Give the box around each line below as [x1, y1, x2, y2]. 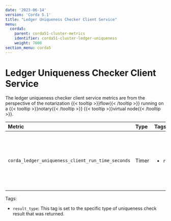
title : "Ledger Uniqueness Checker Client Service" [5, 17, 117, 22]
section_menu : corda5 [5, 45, 51, 50]
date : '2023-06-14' [5, 7, 47, 13]
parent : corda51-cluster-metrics [14, 31, 85, 36]
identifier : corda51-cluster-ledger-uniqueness [14, 36, 117, 41]
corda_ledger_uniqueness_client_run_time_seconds [8, 157, 131, 163]
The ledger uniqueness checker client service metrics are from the [5, 94, 145, 101]
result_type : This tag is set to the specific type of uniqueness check [12, 205, 157, 211]
